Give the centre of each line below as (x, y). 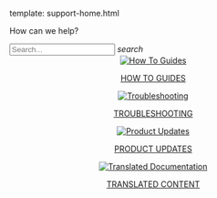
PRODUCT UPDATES (153, 149)
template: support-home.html (65, 13)
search (130, 49)
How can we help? (44, 31)
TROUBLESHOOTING (153, 114)
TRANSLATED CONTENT (153, 184)
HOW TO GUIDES (153, 78)
